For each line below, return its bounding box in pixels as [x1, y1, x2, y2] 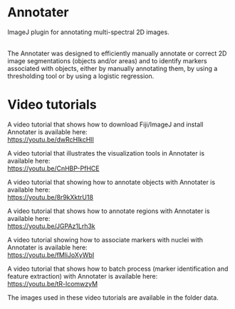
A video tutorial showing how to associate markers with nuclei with [7, 235, 203, 244]
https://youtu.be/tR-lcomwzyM [7, 279, 98, 288]
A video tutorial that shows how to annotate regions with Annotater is [7, 207, 210, 215]
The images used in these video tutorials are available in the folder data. [7, 293, 219, 302]
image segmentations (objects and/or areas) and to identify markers [7, 56, 208, 65]
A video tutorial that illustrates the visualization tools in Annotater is [7, 148, 205, 157]
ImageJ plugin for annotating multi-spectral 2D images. [7, 28, 169, 36]
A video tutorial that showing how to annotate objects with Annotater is [7, 178, 216, 186]
